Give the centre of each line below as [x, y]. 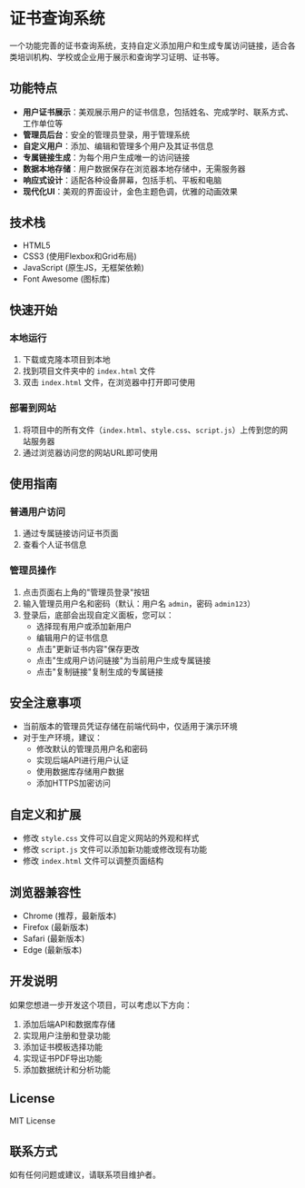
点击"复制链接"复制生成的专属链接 [99, 671]
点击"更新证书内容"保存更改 [88, 648]
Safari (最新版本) [54, 938]
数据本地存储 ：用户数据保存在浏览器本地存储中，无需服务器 [134, 168]
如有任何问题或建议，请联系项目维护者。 [85, 1175]
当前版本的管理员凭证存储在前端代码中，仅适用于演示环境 [130, 727]
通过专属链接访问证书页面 [70, 533]
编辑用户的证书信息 [72, 638]
